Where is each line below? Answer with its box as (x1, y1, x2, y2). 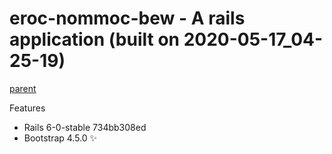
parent (9, 82, 37, 94)
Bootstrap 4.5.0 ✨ (23, 132, 98, 144)
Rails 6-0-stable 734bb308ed (23, 121, 147, 133)
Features (9, 102, 46, 114)
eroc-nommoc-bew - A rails (9, 7, 246, 30)
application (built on (9, 28, 181, 51)
